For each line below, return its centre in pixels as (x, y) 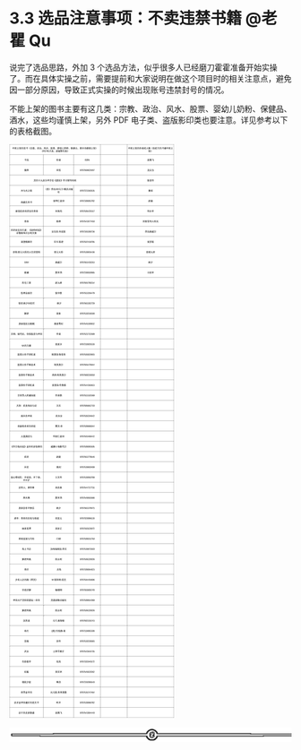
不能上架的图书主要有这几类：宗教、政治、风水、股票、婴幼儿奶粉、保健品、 (150, 108)
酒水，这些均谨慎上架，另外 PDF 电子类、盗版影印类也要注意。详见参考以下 (149, 120)
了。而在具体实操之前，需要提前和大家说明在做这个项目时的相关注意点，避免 (150, 78)
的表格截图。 (33, 131)
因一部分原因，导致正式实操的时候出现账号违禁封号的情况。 (119, 90)
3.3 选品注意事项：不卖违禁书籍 (125, 18)
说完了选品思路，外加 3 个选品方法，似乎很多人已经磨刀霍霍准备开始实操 (143, 67)
